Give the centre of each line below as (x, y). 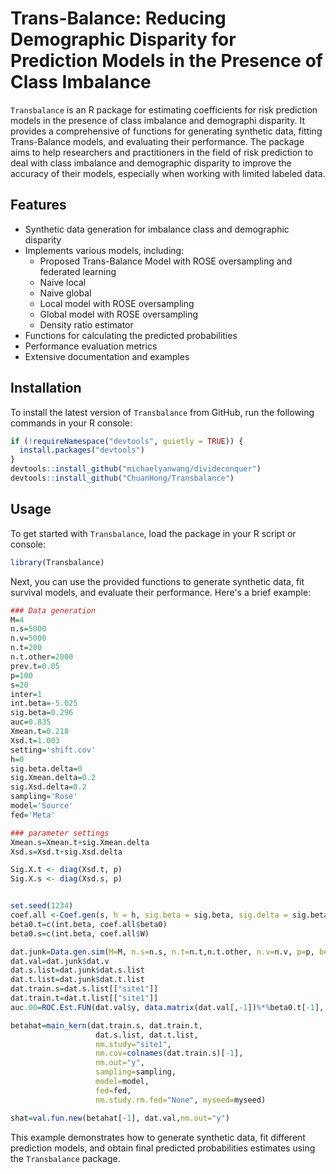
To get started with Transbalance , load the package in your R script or (153, 533)
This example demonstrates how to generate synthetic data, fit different (158, 1137)
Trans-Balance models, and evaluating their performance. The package (157, 141)
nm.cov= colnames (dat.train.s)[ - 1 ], (169, 1053)
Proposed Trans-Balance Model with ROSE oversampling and (166, 261)
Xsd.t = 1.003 (35, 740)
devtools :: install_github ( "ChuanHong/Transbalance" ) (122, 478)
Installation (46, 388)
